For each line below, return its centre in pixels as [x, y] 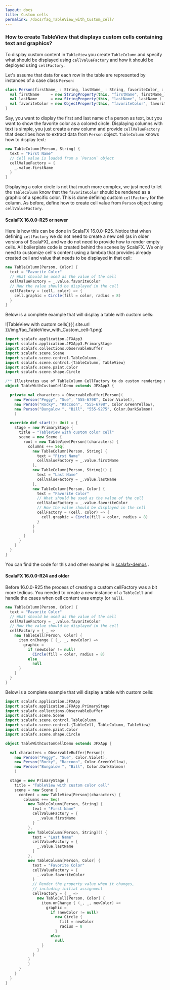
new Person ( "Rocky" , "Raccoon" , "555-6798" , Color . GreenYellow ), [85, 404]
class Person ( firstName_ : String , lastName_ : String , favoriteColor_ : [85, 90]
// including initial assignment [67, 889]
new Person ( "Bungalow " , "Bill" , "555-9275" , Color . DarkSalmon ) [83, 409]
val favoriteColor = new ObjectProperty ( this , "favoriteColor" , [79, 104]
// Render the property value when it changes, [83, 884]
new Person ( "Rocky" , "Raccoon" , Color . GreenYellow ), [71, 762]
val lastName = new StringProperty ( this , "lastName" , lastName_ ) [86, 99]
